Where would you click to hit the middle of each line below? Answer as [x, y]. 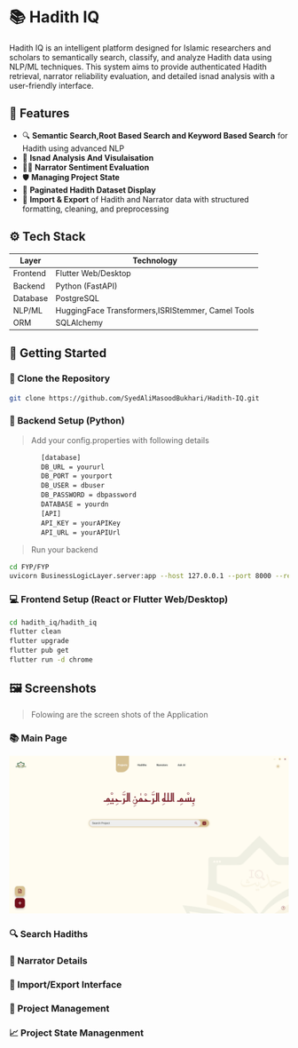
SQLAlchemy [79, 323]
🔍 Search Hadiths [49, 933]
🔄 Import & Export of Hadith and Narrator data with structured [136, 199]
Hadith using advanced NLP [73, 148]
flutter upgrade [39, 641]
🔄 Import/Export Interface [66, 985]
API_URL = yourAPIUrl [81, 532]
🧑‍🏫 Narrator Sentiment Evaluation [86, 167]
